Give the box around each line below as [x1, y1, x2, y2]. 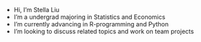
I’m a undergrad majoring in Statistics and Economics [13, 13, 166, 21]
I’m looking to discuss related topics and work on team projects [13, 27, 195, 35]
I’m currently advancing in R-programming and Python [13, 20, 169, 28]
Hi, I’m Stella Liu [13, 6, 60, 14]
